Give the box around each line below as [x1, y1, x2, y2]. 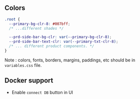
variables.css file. [4, 62, 42, 68]
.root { [4, 17, 20, 21]
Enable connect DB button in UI [11, 89, 74, 95]
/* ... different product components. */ [9, 44, 95, 49]
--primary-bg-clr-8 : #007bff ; [9, 21, 70, 26]
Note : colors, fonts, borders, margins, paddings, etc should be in [4, 57, 136, 63]
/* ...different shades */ [9, 26, 64, 31]
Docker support [4, 77, 53, 85]
